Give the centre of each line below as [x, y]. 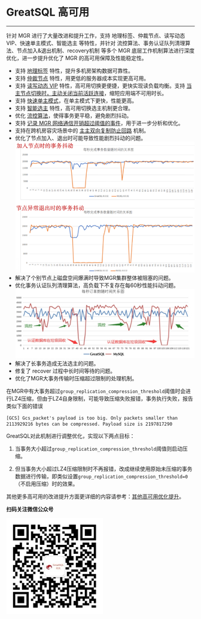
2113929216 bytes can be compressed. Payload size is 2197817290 [89, 424]
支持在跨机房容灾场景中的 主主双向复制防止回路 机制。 [82, 130]
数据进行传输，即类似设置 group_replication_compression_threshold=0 [101, 477]
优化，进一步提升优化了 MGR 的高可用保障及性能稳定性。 [77, 58]
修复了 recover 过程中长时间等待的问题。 [65, 371]
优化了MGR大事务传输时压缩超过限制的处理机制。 [76, 379]
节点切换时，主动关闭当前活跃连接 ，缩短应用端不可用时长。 [94, 93]
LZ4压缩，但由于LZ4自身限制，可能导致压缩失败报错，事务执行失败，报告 [102, 399]
